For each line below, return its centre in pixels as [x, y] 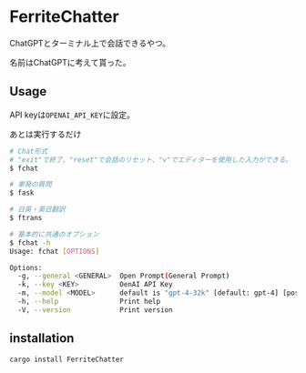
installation [42, 338]
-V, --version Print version [95, 310]
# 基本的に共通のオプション [55, 234]
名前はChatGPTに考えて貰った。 [70, 62]
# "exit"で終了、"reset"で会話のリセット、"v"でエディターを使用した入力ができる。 [151, 160]
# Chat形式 [29, 151]
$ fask [22, 193]
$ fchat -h [30, 243]
